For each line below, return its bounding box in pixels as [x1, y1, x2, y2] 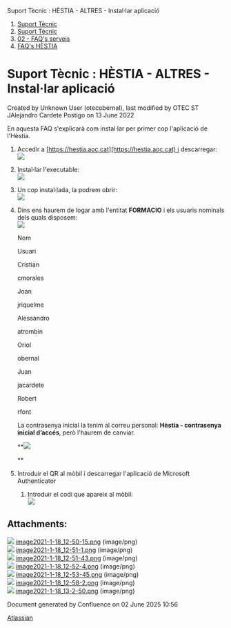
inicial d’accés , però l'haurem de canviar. [17, 428, 136, 437]
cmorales [17, 274, 44, 282]
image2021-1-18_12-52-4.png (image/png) [15, 562, 136, 570]
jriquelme [17, 301, 44, 309]
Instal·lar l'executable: [17, 165, 80, 173]
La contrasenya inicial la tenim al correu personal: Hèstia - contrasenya [17, 421, 222, 429]
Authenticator [17, 477, 57, 485]
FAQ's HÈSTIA [17, 42, 58, 50]
